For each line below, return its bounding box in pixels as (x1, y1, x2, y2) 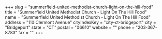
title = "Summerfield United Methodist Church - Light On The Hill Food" (5, 9, 147, 15)
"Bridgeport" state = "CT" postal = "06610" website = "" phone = (5, 25, 135, 30)
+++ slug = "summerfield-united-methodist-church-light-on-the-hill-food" (5, 4, 154, 10)
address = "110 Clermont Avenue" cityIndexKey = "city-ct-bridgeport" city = (5, 19, 156, 25)
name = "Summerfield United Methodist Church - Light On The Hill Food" (5, 14, 151, 20)
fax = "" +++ (18, 30, 44, 35)
